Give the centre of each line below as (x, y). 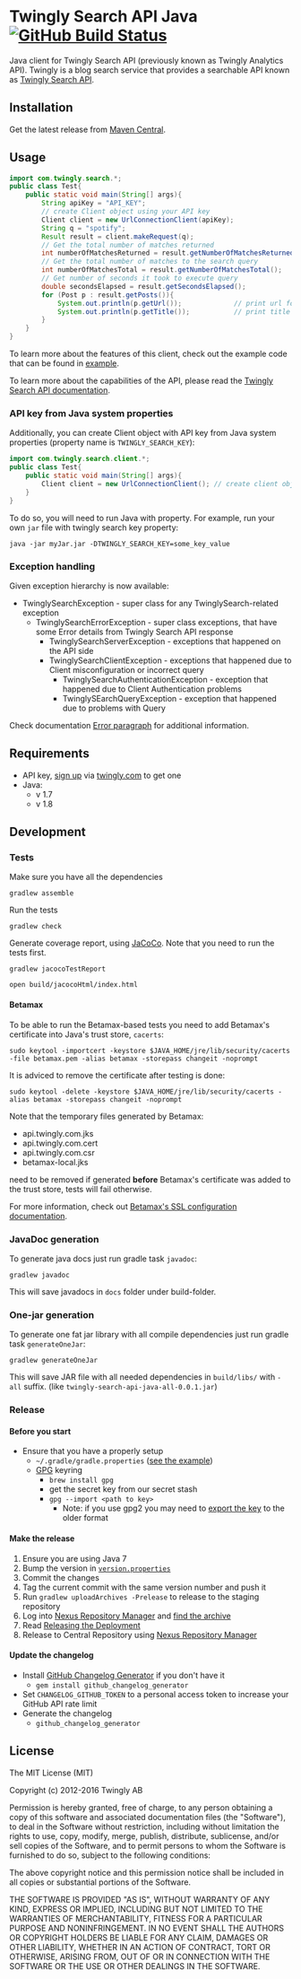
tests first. (28, 953)
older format (86, 1518)
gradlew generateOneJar (54, 1361)
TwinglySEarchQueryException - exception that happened (170, 698)
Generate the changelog (67, 1713)
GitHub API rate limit (60, 1704)
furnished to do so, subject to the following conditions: (110, 1855)
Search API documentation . (60, 390)
